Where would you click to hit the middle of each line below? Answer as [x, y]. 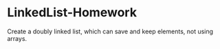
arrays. [17, 38]
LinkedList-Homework [72, 13]
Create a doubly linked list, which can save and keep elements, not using [110, 31]
